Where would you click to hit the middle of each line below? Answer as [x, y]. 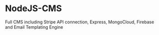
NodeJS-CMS [33, 9]
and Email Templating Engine [34, 27]
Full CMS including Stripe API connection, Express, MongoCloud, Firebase [80, 22]
